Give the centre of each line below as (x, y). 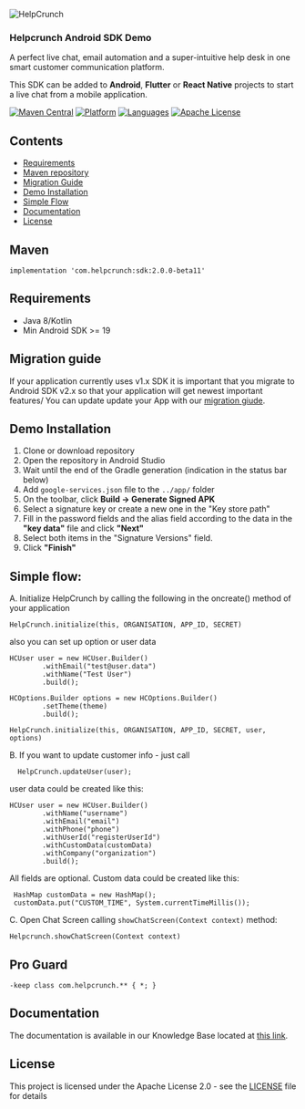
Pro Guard (39, 964)
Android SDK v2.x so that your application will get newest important (136, 390)
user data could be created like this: (76, 789)
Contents (36, 141)
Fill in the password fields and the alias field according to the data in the (158, 519)
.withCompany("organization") (99, 854)
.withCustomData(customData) (97, 845)
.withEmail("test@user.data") (99, 667)
